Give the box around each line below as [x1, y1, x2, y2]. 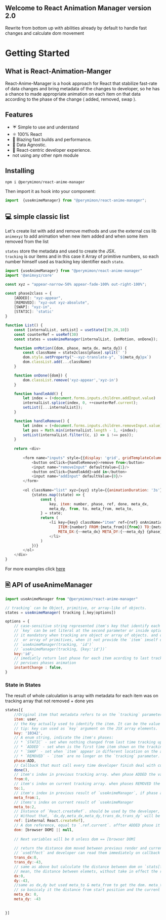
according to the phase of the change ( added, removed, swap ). [5, 96, 137, 102]
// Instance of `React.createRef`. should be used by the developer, [14, 809, 161, 814]
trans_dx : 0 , [14, 855, 39, 860]
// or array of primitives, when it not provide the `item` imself [14, 637, 158, 642]
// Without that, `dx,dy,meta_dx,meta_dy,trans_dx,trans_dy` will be [14, 813, 161, 819]
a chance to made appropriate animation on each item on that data [5, 91, 141, 97]
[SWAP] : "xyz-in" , [14, 305, 52, 309]
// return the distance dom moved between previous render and [14, 846, 147, 851]
